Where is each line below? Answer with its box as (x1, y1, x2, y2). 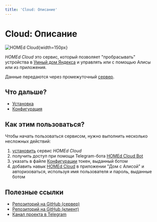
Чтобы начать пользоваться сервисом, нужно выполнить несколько (5, 133, 148, 139)
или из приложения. (5, 64, 47, 70)
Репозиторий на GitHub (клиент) (12, 206, 79, 212)
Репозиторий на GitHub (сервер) (12, 201, 80, 207)
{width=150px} (38, 44, 68, 50)
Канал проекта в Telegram (12, 211, 67, 217)
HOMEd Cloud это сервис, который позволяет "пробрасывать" (5, 54, 136, 60)
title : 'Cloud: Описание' (5, 7, 57, 12)
